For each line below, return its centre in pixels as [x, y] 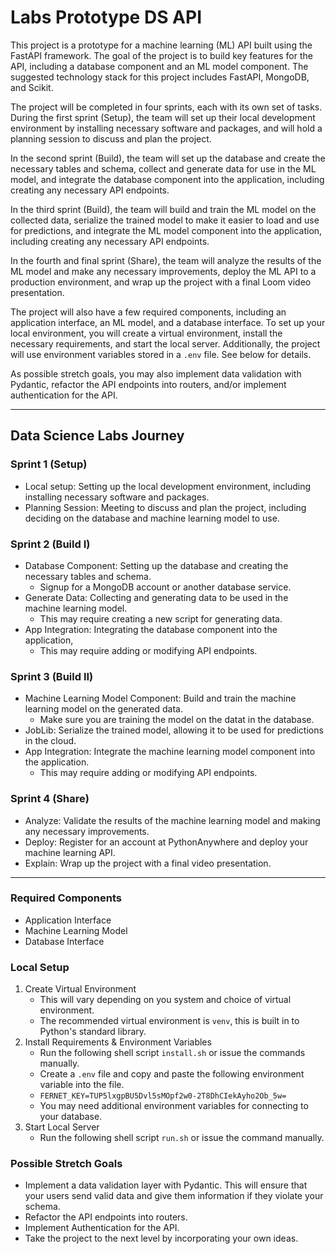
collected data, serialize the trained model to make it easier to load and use [165, 220]
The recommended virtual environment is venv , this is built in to [169, 1021]
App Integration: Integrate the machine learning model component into [170, 752]
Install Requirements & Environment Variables [118, 1042]
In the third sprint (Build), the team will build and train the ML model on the [163, 209]
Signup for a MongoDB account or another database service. [165, 587]
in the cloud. [50, 741]
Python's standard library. [93, 1032]
